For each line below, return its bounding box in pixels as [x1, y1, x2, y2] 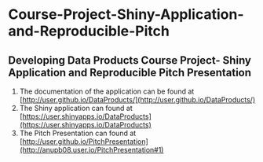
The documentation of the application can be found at [19, 87, 195, 96]
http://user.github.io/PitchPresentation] [22, 137, 149, 146]
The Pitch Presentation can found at [19, 128, 137, 138]
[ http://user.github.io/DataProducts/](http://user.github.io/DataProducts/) [19, 95, 256, 104]
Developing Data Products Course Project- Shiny [8, 53, 251, 67]
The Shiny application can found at [19, 104, 133, 112]
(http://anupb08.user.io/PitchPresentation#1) [19, 145, 164, 154]
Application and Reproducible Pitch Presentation [8, 65, 252, 79]
